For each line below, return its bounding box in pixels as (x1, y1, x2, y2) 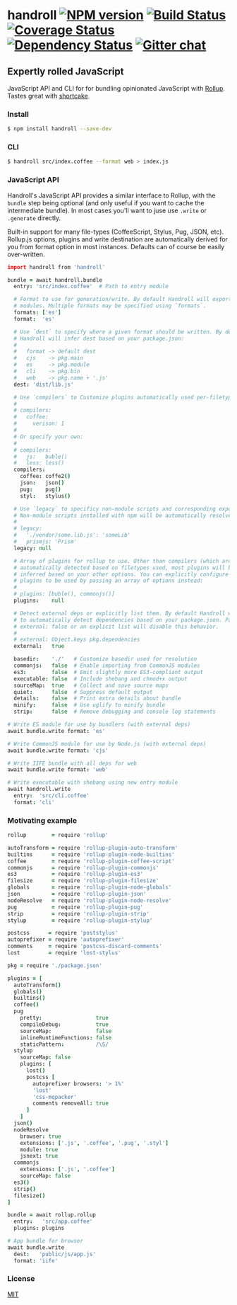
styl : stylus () (20, 492, 71, 499)
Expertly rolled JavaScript (7, 65, 124, 77)
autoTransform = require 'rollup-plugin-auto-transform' (7, 844, 178, 851)
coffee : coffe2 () (20, 473, 71, 480)
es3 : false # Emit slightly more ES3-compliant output (13, 668, 203, 676)
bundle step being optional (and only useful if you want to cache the (7, 198, 205, 207)
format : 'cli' (13, 799, 55, 806)
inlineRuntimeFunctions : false (20, 1034, 112, 1041)
